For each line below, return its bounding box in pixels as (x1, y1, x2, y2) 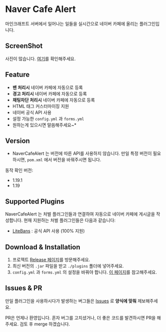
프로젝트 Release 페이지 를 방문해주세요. (12, 256, 91, 262)
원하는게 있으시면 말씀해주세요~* (12, 121, 77, 128)
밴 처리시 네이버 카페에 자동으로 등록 (12, 84, 83, 90)
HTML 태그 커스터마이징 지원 (12, 103, 69, 109)
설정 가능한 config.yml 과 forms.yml (12, 115, 84, 121)
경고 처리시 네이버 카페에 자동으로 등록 (12, 90, 87, 96)
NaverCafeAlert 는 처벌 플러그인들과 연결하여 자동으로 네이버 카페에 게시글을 (5, 211, 156, 217)
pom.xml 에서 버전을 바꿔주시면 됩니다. (27, 156, 101, 163)
